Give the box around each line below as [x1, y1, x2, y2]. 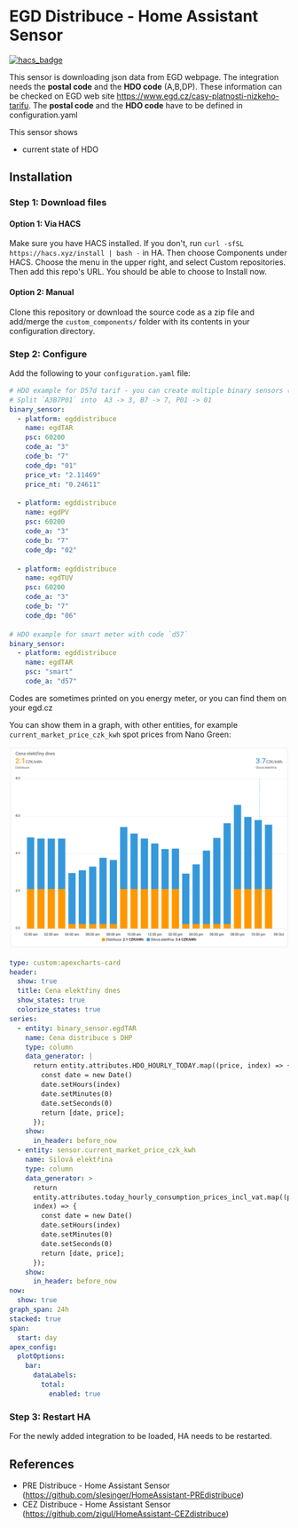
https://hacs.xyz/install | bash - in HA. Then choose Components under [9, 247, 287, 259]
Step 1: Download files [9, 196, 107, 209]
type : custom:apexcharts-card [9, 958, 122, 967]
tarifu [9, 100, 29, 110]
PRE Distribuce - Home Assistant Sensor [21, 1480, 170, 1491]
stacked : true [9, 1314, 62, 1324]
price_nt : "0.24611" [25, 480, 101, 489]
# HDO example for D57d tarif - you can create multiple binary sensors [9, 386, 284, 395]
